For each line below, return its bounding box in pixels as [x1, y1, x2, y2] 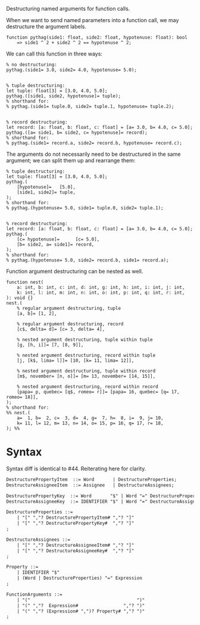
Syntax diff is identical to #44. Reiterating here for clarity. [6, 465, 146, 472]
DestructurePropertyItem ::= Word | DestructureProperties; [6, 476, 177, 482]
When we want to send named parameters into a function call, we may [6, 17, 179, 23]
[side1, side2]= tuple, [17, 189, 76, 195]
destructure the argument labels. [6, 23, 86, 30]
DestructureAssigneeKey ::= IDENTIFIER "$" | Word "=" [6, 498, 148, 504]
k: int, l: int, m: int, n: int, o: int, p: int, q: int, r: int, [17, 290, 185, 295]
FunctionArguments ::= [6, 591, 62, 598]
